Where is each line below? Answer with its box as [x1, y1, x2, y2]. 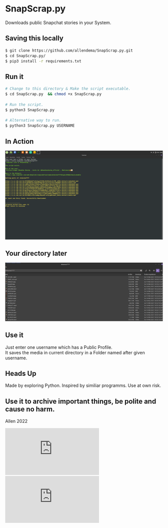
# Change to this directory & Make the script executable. [5, 86, 131, 92]
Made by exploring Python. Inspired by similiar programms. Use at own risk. [5, 382, 161, 388]
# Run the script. [5, 102, 43, 107]
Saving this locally [5, 34, 63, 43]
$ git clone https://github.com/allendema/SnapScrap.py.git [5, 48, 133, 53]
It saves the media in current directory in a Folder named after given [5, 349, 145, 355]
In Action [5, 137, 34, 146]
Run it [5, 72, 24, 81]
